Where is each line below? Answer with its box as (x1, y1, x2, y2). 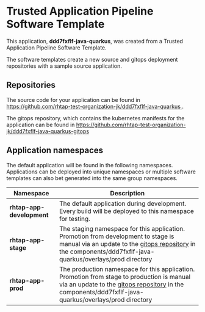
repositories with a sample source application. (6, 62, 122, 70)
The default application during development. (59, 199, 187, 208)
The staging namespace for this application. (59, 224, 185, 233)
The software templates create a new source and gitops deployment (6, 56, 178, 63)
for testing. (59, 214, 90, 223)
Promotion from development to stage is (59, 232, 174, 241)
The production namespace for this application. (59, 264, 195, 273)
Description (110, 189, 145, 197)
